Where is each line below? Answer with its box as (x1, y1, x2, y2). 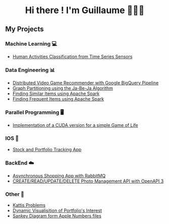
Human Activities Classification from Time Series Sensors (12, 53, 133, 60)
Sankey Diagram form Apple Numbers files (12, 213, 102, 219)
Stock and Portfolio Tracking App (12, 146, 82, 152)
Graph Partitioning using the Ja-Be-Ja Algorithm (12, 85, 114, 92)
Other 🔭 (5, 191, 24, 198)
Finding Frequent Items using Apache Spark (12, 96, 104, 102)
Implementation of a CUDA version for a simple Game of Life (12, 122, 139, 128)
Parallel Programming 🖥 (5, 109, 64, 116)
